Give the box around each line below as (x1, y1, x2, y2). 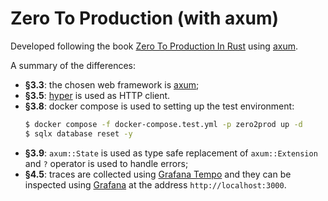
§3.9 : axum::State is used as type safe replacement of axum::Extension (24, 147, 318, 159)
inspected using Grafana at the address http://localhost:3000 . (24, 178, 287, 191)
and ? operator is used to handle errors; (24, 157, 189, 169)
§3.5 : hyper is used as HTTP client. (24, 89, 171, 101)
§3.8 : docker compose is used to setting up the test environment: (24, 100, 295, 112)
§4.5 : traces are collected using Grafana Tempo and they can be (24, 168, 292, 180)
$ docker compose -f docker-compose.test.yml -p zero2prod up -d (24, 119, 303, 129)
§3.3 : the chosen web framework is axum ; (24, 78, 200, 91)
